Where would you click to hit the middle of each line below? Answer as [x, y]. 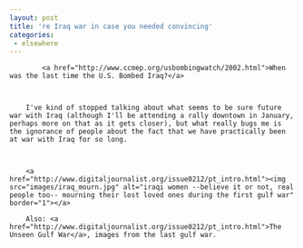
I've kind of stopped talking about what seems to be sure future [154, 108]
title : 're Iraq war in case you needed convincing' [111, 26]
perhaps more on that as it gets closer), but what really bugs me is [146, 124]
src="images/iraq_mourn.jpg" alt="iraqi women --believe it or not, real [152, 187]
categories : [32, 35]
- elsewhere [36, 43]
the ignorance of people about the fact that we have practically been [147, 132]
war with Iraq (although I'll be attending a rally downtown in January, [152, 116]
